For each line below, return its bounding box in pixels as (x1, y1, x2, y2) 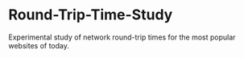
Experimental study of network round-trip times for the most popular (8, 32, 236, 42)
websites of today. (8, 40, 70, 50)
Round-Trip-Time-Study (8, 6, 173, 24)
